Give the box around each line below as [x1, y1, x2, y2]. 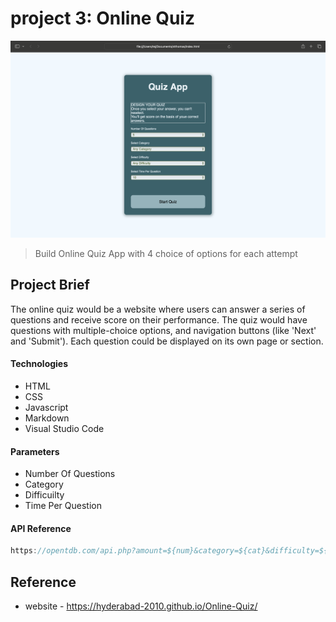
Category [24, 478, 64, 491]
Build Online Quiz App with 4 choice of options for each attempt [34, 247, 298, 259]
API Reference [10, 522, 72, 534]
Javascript [24, 401, 69, 413]
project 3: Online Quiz [10, 7, 195, 30]
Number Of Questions [24, 468, 116, 480]
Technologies [10, 358, 69, 370]
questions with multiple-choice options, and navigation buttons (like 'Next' [10, 324, 317, 336]
